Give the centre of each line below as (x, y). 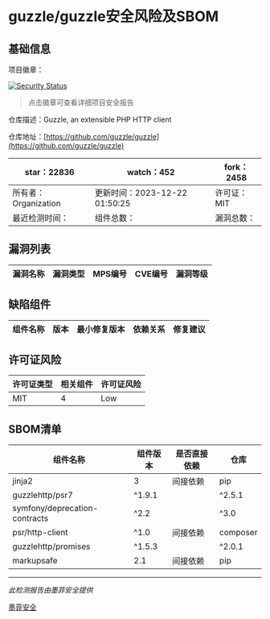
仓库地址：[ (27, 137)
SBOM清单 (35, 429)
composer (239, 533)
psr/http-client (40, 533)
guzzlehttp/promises (51, 546)
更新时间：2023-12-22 (141, 193)
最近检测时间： (41, 218)
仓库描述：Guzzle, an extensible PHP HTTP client (90, 119)
